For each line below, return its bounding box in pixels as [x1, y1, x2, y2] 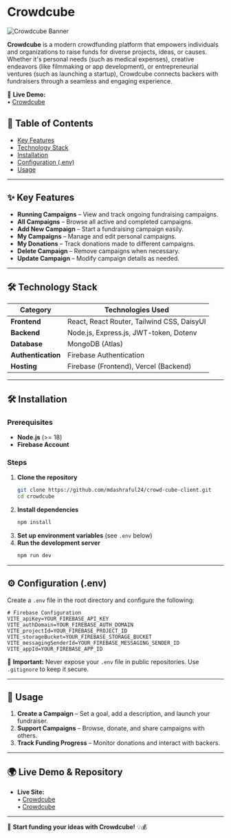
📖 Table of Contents [7, 118, 93, 130]
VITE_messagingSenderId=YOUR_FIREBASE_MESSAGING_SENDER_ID [7, 639, 180, 646]
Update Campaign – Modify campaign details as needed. [16, 254, 180, 262]
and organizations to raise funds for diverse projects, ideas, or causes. [7, 48, 208, 56]
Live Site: [16, 788, 45, 797]
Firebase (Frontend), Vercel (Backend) [67, 361, 192, 371]
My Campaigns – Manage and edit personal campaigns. [16, 232, 177, 240]
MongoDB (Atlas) [67, 339, 124, 349]
